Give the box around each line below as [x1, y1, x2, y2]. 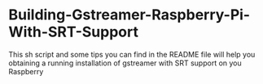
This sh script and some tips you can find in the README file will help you [8, 49, 256, 59]
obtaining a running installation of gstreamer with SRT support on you [8, 58, 242, 68]
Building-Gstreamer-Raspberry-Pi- [8, 6, 251, 24]
